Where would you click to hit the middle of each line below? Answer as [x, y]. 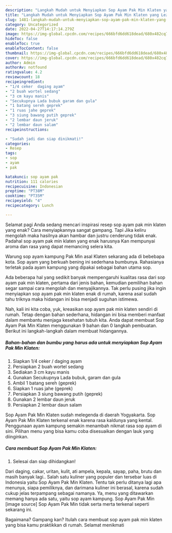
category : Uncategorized [32, 24]
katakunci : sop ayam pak [32, 177]
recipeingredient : [25, 82]
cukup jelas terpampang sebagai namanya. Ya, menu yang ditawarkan [79, 493]
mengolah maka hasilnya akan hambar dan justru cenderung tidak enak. [81, 235]
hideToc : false [21, 39]
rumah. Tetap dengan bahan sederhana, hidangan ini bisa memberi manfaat [85, 315]
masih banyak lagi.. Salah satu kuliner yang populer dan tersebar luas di [81, 476]
